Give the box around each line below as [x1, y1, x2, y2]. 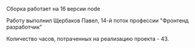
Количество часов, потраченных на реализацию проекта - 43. [6, 35, 169, 42]
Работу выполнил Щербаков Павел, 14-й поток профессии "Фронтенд [6, 17, 189, 24]
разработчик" [6, 24, 43, 30]
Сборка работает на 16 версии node [6, 5, 101, 12]
